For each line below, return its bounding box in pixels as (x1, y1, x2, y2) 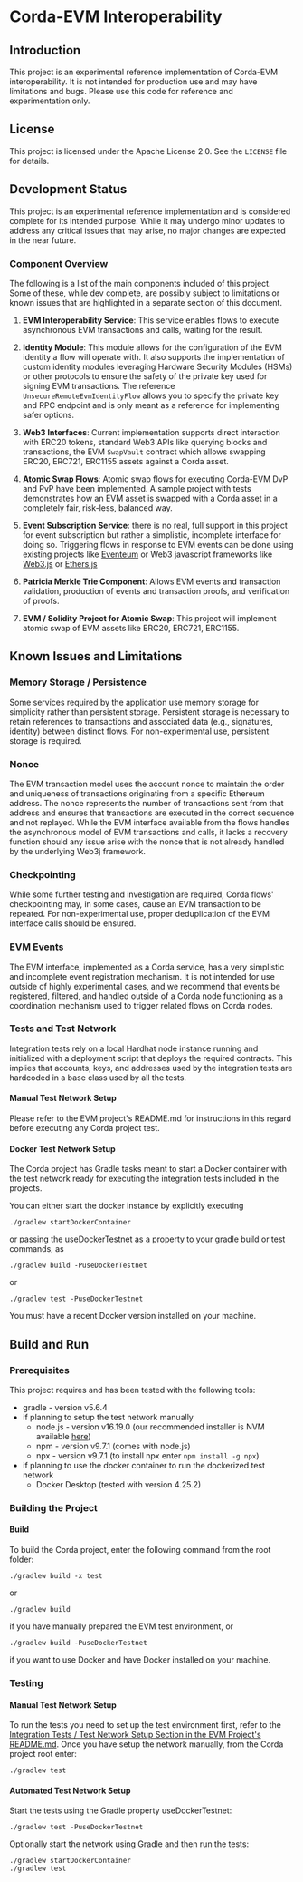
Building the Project (9, 1501, 98, 1514)
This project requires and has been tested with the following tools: (9, 1384, 256, 1395)
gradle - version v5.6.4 (22, 1401, 109, 1412)
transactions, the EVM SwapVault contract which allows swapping (22, 446, 266, 457)
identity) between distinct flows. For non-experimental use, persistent (9, 726, 270, 736)
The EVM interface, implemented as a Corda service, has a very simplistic (9, 961, 285, 972)
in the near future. (9, 234, 77, 246)
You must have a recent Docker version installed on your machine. (9, 1311, 257, 1321)
